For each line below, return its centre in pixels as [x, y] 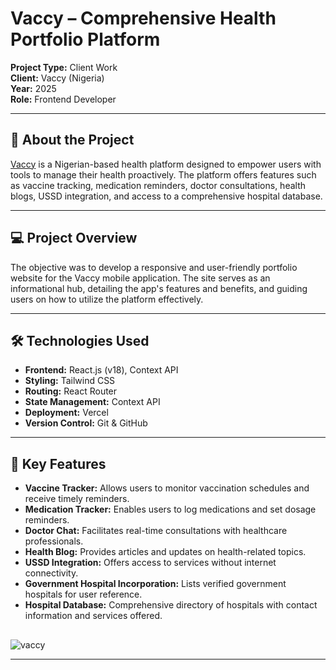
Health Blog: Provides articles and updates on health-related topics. [165, 552]
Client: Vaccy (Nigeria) [57, 78]
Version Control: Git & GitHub [86, 423]
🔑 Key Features [58, 463]
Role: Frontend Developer [63, 99]
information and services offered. [93, 616]
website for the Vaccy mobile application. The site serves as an [140, 278]
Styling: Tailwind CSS [70, 381]
